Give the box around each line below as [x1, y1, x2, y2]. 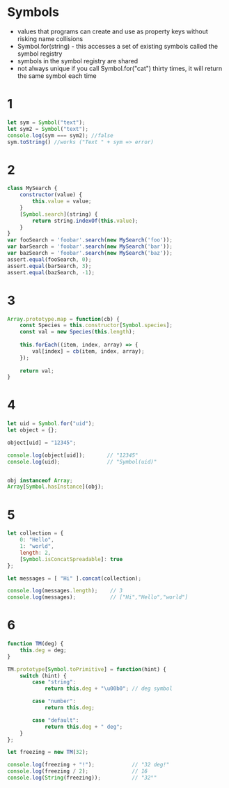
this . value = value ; [32, 198, 92, 205]
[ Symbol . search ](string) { [19, 210, 98, 218]
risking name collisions [17, 34, 84, 42]
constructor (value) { [19, 191, 82, 198]
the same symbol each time [17, 71, 97, 80]
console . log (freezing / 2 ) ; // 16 [7, 768, 148, 775]
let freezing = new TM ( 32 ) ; [7, 749, 89, 756]
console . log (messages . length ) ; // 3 [7, 588, 123, 594]
